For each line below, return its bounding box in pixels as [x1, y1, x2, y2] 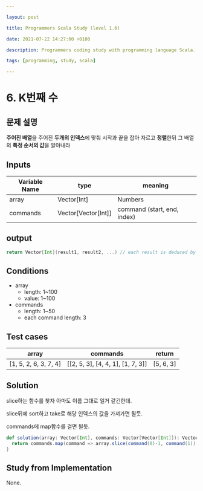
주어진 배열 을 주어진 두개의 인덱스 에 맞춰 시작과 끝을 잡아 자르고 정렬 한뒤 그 [6, 134, 183, 141]
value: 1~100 [24, 294, 56, 302]
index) [117, 212, 136, 221]
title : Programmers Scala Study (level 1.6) [6, 25, 120, 31]
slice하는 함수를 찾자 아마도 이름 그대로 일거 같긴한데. [6, 397, 132, 405]
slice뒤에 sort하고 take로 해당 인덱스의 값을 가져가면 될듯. [6, 410, 143, 417]
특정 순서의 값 [12, 141, 45, 149]
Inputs [6, 160, 31, 170]
